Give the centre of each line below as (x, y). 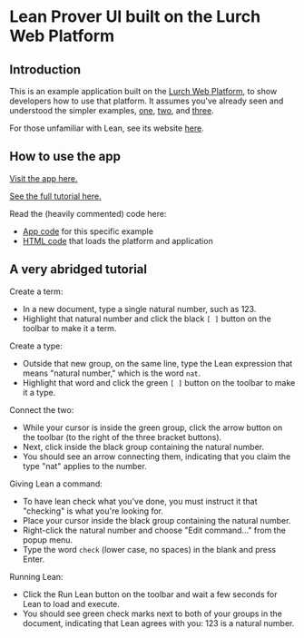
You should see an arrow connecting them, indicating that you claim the (157, 456)
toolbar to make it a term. (69, 328)
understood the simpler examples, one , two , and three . (112, 110)
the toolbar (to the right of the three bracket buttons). (122, 437)
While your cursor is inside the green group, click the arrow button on (152, 427)
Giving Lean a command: (56, 484)
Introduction (45, 69)
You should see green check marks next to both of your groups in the (152, 613)
